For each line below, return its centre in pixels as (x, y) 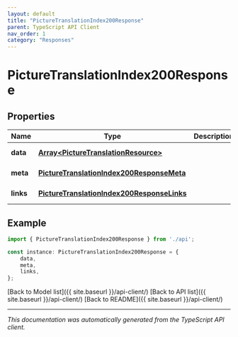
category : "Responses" (41, 40)
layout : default (31, 14)
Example (27, 223)
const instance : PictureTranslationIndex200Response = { (93, 252)
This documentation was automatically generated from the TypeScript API (116, 320)
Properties (31, 116)
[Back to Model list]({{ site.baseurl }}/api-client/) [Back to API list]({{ (107, 292)
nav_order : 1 (27, 34)
